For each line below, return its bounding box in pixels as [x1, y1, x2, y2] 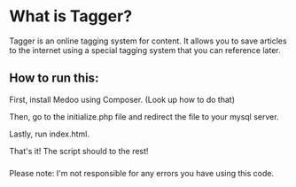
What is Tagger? [9, 6, 133, 27]
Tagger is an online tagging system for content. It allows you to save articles [9, 35, 287, 46]
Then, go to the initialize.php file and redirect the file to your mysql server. [9, 111, 279, 121]
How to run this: [9, 71, 99, 86]
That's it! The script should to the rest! [9, 145, 149, 156]
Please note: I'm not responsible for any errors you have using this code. [9, 168, 275, 178]
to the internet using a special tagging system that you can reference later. [9, 44, 281, 55]
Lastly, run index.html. [9, 129, 90, 139]
